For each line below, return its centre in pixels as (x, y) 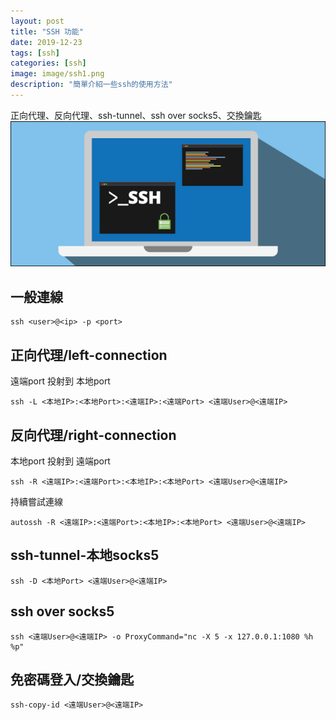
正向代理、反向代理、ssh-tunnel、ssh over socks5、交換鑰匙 (136, 115)
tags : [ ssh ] (35, 53)
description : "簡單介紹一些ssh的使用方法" (91, 85)
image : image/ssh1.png (57, 74)
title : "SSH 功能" (47, 31)
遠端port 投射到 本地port (60, 381)
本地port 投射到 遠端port (60, 461)
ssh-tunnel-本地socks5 (85, 555)
